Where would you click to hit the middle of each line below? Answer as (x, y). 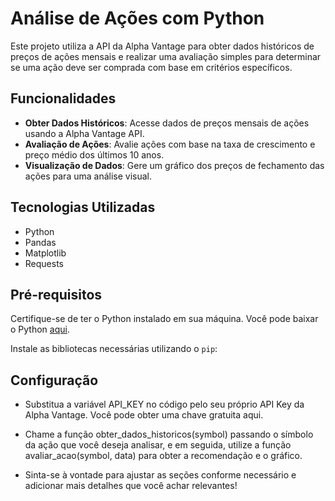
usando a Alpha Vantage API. (84, 133)
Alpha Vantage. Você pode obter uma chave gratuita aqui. (144, 415)
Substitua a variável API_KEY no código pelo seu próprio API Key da (164, 404)
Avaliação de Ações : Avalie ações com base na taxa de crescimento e (170, 144)
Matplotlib (45, 253)
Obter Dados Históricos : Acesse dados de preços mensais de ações (167, 123)
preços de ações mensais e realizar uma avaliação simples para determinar (166, 56)
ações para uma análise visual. (88, 176)
